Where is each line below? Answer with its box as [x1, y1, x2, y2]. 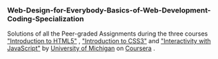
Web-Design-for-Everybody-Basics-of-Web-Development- [7, 5, 212, 15]
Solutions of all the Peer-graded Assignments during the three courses [7, 29, 208, 38]
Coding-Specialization [7, 14, 84, 23]
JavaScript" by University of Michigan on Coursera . [7, 44, 155, 53]
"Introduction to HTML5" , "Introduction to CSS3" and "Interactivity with [7, 37, 212, 45]
